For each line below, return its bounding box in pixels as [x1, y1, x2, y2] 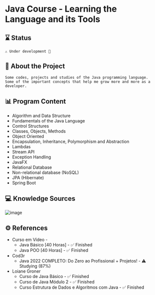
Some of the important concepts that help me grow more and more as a [5, 79, 151, 84]
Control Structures [12, 123, 49, 129]
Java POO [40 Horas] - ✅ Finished [19, 247, 89, 253]
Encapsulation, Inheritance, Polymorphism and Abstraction [12, 139, 129, 144]
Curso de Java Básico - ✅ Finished [19, 274, 90, 279]
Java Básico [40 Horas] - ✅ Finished [19, 242, 93, 248]
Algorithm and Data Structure [12, 113, 71, 119]
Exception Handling [12, 154, 51, 160]
